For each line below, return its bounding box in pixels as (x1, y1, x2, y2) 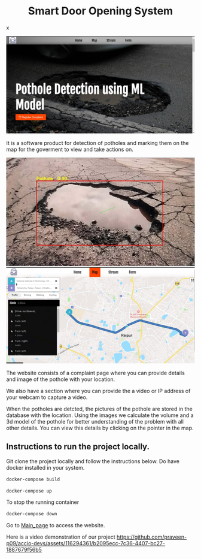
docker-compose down (6, 511, 58, 517)
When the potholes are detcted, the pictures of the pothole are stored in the (6, 405, 193, 412)
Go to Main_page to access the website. (6, 522, 105, 529)
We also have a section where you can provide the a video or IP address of (6, 387, 191, 394)
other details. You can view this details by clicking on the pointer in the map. (6, 424, 194, 431)
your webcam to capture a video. (6, 394, 88, 401)
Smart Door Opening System (28, 4, 173, 18)
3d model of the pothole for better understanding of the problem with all (6, 418, 184, 425)
